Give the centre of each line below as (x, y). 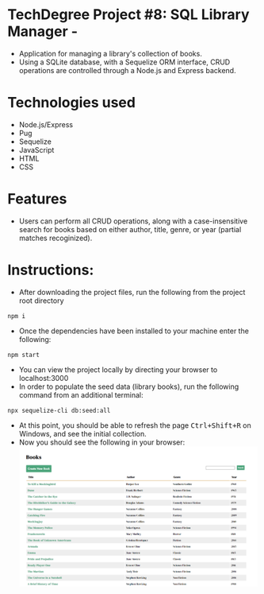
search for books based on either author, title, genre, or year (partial (130, 229)
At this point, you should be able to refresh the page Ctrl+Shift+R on (135, 425)
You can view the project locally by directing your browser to (118, 369)
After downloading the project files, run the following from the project (132, 292)
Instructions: (51, 270)
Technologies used (72, 103)
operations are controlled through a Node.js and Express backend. (127, 70)
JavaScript (36, 149)
